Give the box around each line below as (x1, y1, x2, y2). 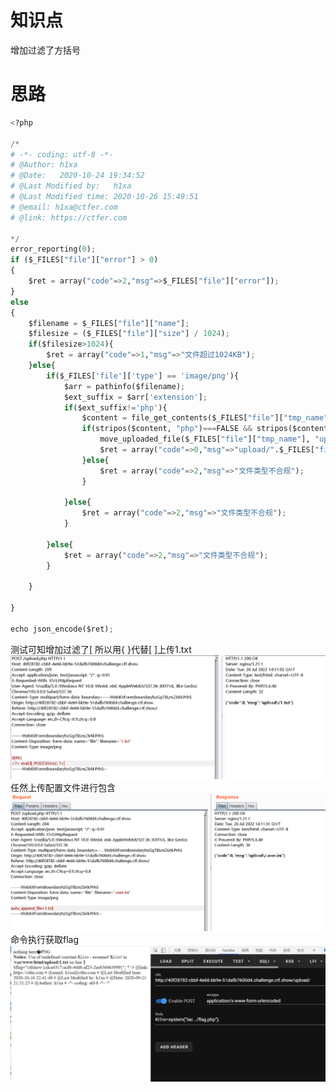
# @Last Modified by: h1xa (10, 181, 132, 191)
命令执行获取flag (10, 934, 80, 946)
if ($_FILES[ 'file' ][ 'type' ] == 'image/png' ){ (46, 371, 240, 381)
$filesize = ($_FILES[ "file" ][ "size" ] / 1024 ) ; (28, 329, 230, 339)
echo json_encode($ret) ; (10, 624, 114, 634)
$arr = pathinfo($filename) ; (63, 381, 186, 391)
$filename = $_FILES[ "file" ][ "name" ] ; (28, 318, 190, 328)
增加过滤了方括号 (10, 44, 81, 56)
